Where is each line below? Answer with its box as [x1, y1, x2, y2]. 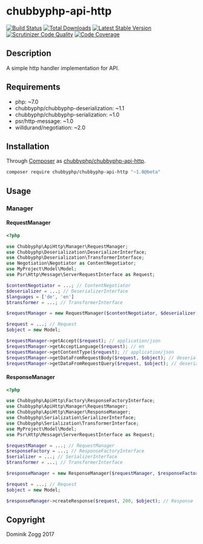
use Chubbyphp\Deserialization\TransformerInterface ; [6, 254, 145, 261]
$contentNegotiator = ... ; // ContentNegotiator [6, 282, 131, 288]
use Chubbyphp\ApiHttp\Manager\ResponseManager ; [6, 409, 131, 416]
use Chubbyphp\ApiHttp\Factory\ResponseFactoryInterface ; [6, 398, 155, 404]
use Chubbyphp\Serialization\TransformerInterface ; [6, 420, 139, 426]
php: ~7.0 [14, 98, 39, 105]
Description [6, 48, 51, 59]
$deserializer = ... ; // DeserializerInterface [6, 288, 129, 294]
